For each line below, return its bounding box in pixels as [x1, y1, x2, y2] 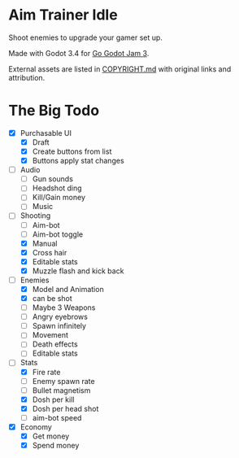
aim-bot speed [32, 412, 82, 422]
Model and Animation [32, 284, 104, 294]
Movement [32, 330, 69, 340]
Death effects [32, 339, 79, 349]
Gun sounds [32, 174, 73, 184]
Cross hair [32, 247, 67, 257]
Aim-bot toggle [32, 229, 84, 239]
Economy [20, 421, 53, 432]
